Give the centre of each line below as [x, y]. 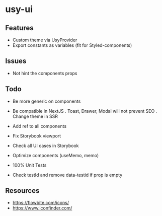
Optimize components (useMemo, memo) [56, 155]
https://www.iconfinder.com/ [42, 208]
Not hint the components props [45, 73]
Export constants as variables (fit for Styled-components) [72, 45]
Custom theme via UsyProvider [45, 40]
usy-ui [19, 9]
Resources [22, 191]
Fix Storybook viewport [37, 136]
